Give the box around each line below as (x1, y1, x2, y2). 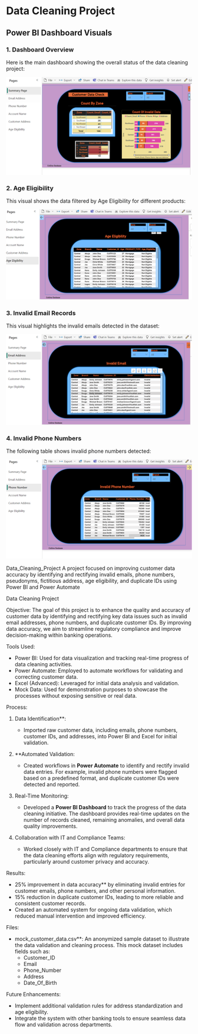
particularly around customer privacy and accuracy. (23, 858, 149, 865)
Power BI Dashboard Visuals (6, 28, 113, 38)
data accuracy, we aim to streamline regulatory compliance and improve (6, 625, 181, 632)
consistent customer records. (14, 900, 87, 907)
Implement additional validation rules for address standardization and (14, 1002, 183, 1009)
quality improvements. (23, 823, 78, 829)
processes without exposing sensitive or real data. (14, 692, 137, 699)
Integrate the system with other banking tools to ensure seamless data (14, 1015, 186, 1022)
